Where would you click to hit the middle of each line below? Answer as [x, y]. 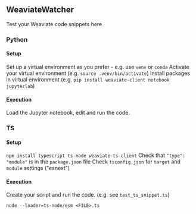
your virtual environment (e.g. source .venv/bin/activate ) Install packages [98, 73]
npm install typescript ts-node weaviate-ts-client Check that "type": [96, 155]
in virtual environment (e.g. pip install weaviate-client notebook [88, 79]
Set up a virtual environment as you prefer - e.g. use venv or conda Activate [98, 67]
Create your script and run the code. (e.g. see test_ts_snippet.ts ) [88, 195]
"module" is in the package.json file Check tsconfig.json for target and [93, 162]
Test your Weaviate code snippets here [54, 24]
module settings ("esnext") [38, 168]
